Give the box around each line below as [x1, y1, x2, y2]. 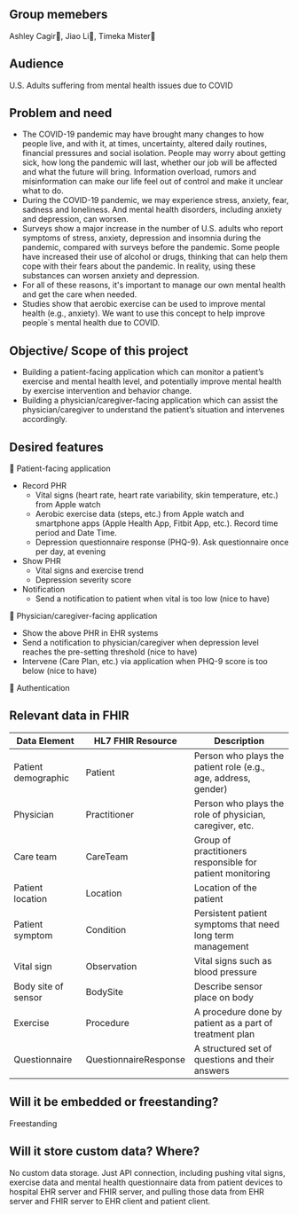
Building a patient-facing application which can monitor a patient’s [21, 367, 264, 378]
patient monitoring [193, 866, 271, 879]
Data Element [16, 734, 74, 747]
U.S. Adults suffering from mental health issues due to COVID [9, 80, 233, 90]
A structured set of [193, 1042, 272, 1054]
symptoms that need [193, 918, 280, 930]
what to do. [21, 185, 64, 196]
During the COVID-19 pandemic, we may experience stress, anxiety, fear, [21, 195, 289, 206]
